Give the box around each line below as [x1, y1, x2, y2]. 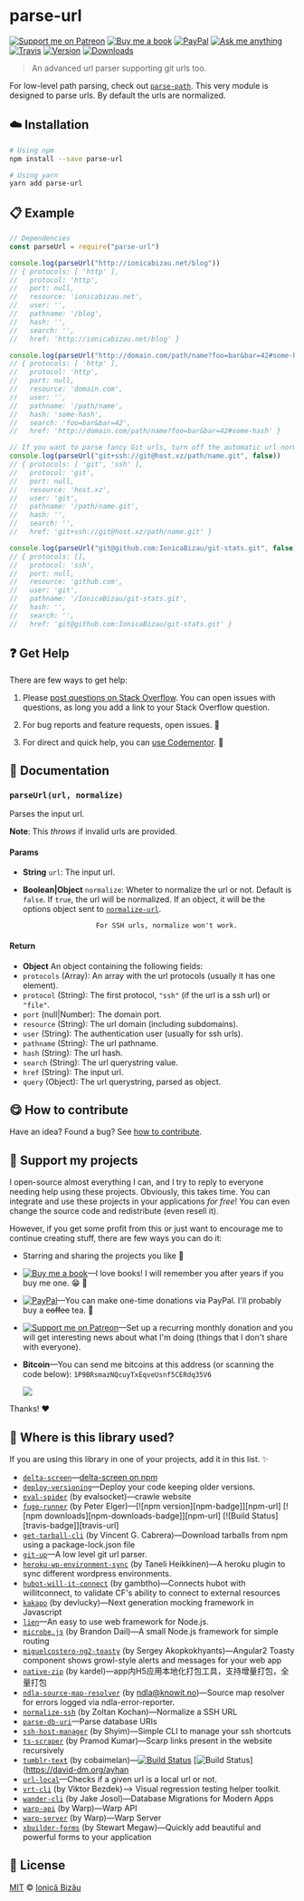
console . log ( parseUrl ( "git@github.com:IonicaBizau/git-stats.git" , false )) [9, 543, 301, 553]
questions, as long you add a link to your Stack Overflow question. [22, 702, 271, 713]
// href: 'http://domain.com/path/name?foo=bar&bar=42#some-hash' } [9, 427, 281, 436]
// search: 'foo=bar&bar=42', [9, 418, 131, 427]
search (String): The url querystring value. [22, 1057, 179, 1068]
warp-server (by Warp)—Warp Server [22, 1812, 162, 1823]
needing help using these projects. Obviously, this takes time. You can [9, 1187, 271, 1198]
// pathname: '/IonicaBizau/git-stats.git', [9, 595, 188, 604]
